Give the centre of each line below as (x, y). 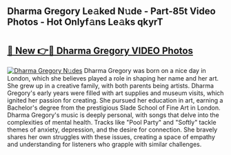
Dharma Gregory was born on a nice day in (145, 71)
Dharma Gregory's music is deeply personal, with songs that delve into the (113, 115)
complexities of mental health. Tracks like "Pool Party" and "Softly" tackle (112, 122)
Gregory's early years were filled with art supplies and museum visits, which (115, 93)
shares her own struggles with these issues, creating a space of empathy (111, 137)
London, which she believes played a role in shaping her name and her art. (113, 78)
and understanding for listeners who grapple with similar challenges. (104, 144)
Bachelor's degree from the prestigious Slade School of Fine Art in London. (114, 107)
